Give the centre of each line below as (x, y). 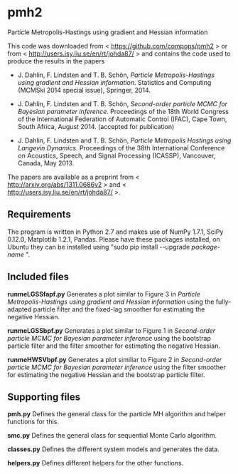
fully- (223, 302)
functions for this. (33, 422)
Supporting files (44, 397)
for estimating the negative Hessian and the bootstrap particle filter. (106, 374)
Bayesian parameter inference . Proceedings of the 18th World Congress (123, 111)
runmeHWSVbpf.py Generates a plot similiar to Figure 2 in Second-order (115, 359)
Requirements (39, 215)
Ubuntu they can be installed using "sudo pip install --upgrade (99, 247)
